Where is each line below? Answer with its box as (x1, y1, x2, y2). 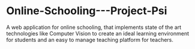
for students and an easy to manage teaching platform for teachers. (6, 36, 174, 43)
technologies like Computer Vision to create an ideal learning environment (6, 30, 190, 37)
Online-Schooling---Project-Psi (6, 4, 167, 18)
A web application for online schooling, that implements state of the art (6, 24, 182, 31)
